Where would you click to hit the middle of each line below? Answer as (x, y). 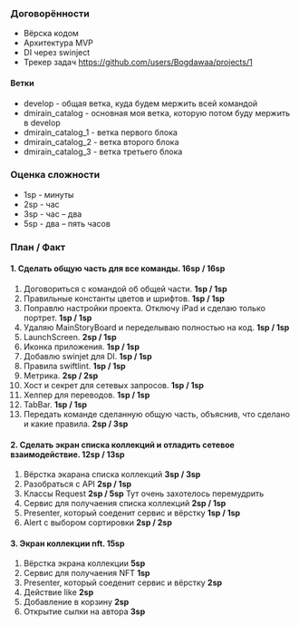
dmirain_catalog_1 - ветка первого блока (100, 132)
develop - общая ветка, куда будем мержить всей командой (140, 103)
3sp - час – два (53, 214)
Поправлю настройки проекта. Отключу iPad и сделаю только (145, 308)
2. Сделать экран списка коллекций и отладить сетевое (122, 445)
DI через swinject (57, 53)
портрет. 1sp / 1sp (58, 318)
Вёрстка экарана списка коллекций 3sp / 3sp (112, 474)
